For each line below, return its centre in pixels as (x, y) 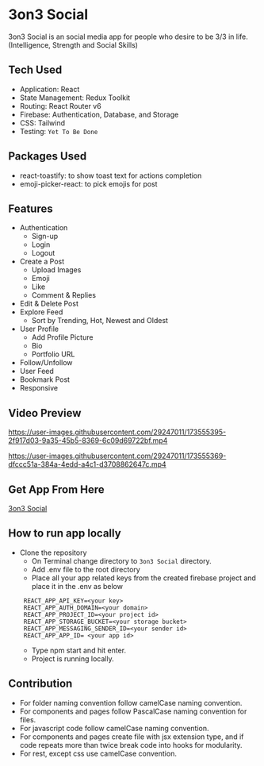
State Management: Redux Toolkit (75, 98)
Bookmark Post (44, 379)
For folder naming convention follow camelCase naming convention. (131, 702)
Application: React (50, 89)
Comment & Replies (64, 295)
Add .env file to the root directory (86, 569)
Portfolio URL (53, 354)
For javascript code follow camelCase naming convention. (114, 728)
